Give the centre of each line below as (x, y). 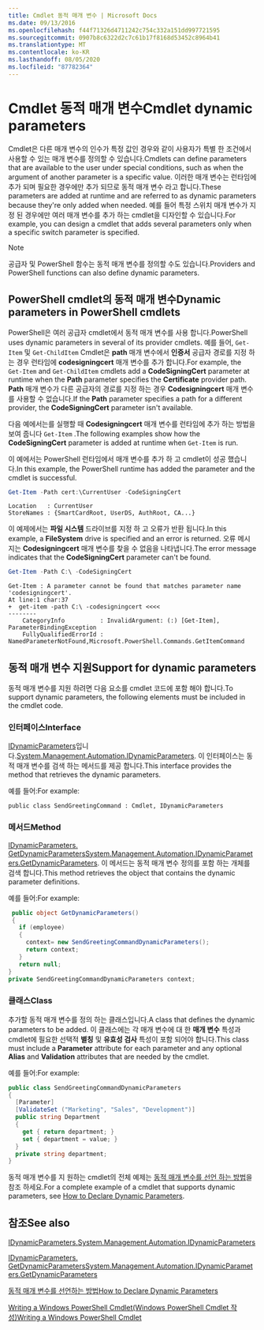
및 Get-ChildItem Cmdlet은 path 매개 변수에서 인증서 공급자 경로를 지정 (135, 352)
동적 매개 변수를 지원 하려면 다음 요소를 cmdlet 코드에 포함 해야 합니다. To (121, 688)
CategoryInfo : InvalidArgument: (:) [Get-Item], (121, 621)
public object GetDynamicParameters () (75, 913)
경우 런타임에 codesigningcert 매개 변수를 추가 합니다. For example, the (129, 362)
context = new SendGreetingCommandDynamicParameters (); (118, 942)
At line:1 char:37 (38, 600)
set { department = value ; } (70, 1139)
